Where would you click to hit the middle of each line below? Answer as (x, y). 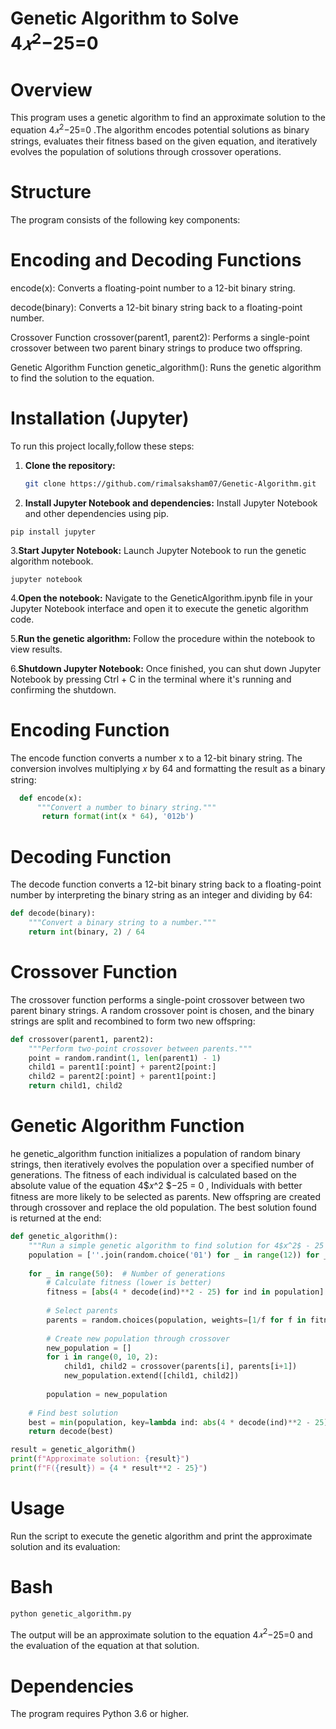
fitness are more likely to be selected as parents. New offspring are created (166, 1197)
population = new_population (107, 1394)
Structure (51, 192)
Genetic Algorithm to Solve (125, 18)
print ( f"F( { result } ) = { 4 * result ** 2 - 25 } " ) (109, 1468)
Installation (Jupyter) (100, 418)
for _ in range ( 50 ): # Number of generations (127, 1273)
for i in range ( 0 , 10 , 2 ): (102, 1357)
